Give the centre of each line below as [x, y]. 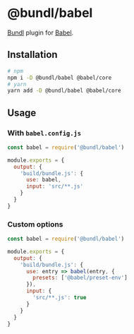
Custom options [35, 224]
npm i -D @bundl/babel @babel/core [60, 78]
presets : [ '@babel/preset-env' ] [80, 278]
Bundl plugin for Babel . [41, 32]
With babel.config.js [44, 133]
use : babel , [43, 180]
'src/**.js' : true [60, 298]
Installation [32, 55]
